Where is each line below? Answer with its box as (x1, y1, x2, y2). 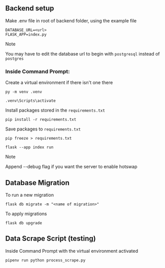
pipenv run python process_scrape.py (5, 257, 86, 263)
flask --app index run (5, 145, 54, 150)
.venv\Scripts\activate (5, 98, 56, 103)
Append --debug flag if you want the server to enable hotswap (5, 164, 138, 170)
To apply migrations (5, 210, 47, 217)
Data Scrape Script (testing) (5, 234, 96, 243)
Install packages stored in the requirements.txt (5, 107, 105, 114)
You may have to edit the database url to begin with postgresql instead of (5, 50, 160, 57)
